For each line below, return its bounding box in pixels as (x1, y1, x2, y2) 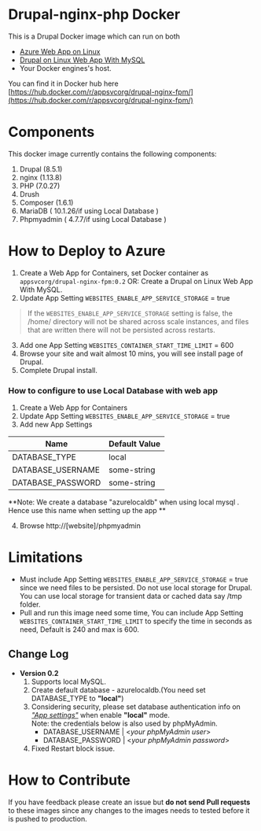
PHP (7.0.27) (19, 181, 61, 190)
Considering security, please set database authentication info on (31, 702, 241, 711)
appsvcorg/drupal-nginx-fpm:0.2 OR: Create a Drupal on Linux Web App (19, 276, 254, 286)
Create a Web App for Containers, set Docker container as (19, 268, 209, 277)
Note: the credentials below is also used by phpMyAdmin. (31, 718, 218, 728)
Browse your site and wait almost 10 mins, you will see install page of (19, 349, 244, 358)
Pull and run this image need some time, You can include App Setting (19, 608, 244, 618)
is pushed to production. (8, 814, 88, 823)
